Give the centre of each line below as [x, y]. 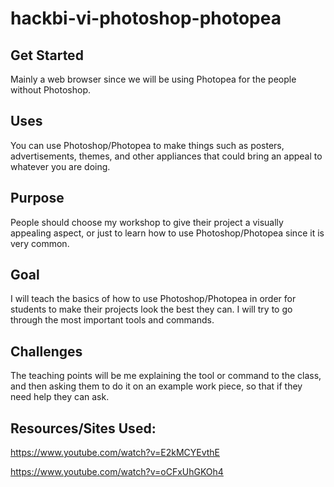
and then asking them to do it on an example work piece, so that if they [156, 386]
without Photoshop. [51, 90]
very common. [40, 243]
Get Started [47, 55]
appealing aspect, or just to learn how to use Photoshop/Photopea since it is [167, 233]
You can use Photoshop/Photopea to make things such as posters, [147, 145]
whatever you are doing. [60, 166]
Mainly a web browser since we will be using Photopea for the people [153, 79]
